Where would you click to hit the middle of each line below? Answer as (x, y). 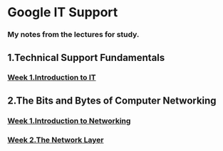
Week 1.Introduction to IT (52, 77)
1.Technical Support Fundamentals (86, 57)
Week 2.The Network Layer (56, 140)
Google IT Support (63, 12)
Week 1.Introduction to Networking (69, 121)
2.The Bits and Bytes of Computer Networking (112, 100)
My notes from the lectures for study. (73, 35)
